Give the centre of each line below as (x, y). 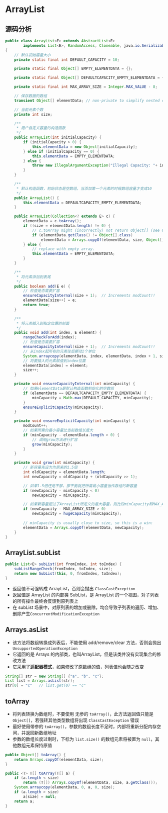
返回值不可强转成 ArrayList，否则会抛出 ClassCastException (74, 588)
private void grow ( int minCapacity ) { (54, 463)
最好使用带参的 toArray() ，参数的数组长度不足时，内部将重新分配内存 (84, 726)
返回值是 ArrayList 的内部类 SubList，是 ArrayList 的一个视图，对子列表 (85, 595)
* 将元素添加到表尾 (33, 277)
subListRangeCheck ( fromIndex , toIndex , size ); (63, 569)
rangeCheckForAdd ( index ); (50, 337)
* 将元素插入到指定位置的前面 (43, 323)
